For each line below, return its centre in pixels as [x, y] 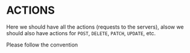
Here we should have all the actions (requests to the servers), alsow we [95, 27]
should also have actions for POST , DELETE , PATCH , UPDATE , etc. [81, 33]
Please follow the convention [42, 45]
